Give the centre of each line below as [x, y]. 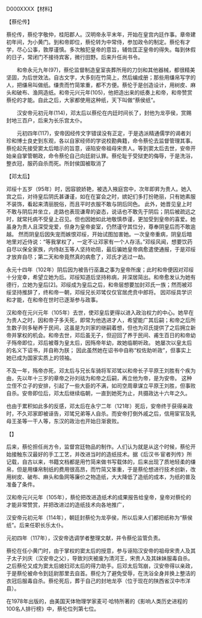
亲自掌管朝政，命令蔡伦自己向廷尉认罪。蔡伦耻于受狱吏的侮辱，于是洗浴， [103, 156]
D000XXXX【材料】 [31, 9]
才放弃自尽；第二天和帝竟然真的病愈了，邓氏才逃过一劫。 [77, 257]
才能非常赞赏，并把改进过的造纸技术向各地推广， [67, 505]
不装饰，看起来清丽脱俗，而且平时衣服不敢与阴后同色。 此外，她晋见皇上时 [99, 204]
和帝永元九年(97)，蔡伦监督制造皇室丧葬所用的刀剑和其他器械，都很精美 [106, 70]
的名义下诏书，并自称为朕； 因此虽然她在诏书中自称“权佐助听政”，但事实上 [99, 350]
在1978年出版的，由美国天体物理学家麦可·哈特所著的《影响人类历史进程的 [97, 601]
